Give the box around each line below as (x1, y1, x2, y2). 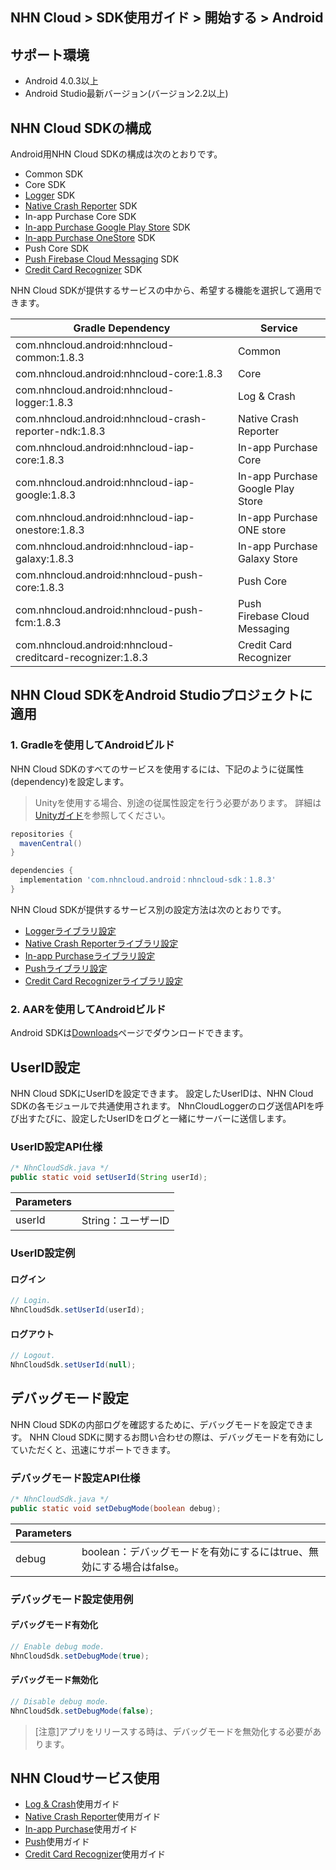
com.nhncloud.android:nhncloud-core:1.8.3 (15, 367, 223, 381)
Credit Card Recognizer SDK (24, 264, 143, 276)
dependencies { (10, 866, 74, 876)
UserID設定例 (10, 1246, 76, 1260)
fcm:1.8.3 (15, 616, 62, 630)
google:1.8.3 (15, 488, 77, 502)
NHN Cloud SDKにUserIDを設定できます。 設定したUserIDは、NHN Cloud (10, 1088, 314, 1100)
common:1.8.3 (15, 351, 85, 365)
